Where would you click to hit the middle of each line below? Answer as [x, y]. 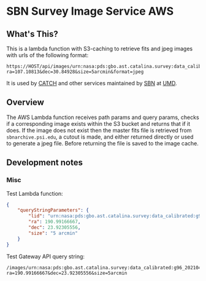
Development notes [44, 163]
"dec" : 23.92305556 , [55, 228]
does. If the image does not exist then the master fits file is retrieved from [99, 130]
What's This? [32, 34]
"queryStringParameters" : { [53, 210]
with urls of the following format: [48, 55]
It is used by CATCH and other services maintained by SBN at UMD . [92, 83]
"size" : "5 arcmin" [53, 233]
